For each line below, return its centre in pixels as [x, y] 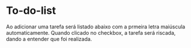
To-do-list [31, 11]
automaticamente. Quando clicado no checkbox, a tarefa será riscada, [91, 32]
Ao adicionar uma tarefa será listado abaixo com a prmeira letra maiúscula [96, 27]
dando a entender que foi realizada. [49, 39]
